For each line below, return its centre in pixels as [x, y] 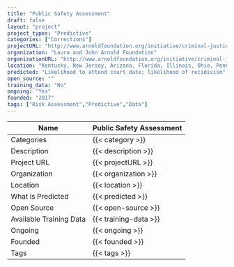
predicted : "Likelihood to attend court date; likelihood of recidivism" [117, 72]
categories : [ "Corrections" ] [49, 40]
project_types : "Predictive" [49, 33]
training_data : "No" [37, 85]
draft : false [26, 20]
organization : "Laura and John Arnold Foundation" [82, 53]
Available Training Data [48, 219]
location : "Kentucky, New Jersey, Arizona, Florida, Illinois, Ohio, [110, 66]
